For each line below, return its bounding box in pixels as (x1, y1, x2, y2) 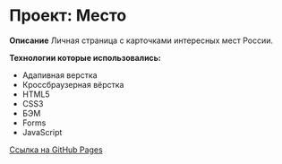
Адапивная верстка (21, 69, 98, 81)
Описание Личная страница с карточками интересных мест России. (9, 35, 274, 46)
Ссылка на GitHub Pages (9, 144, 103, 155)
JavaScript (21, 126, 63, 137)
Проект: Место (9, 5, 127, 26)
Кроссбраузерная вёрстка (21, 79, 124, 90)
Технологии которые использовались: (9, 52, 161, 63)
